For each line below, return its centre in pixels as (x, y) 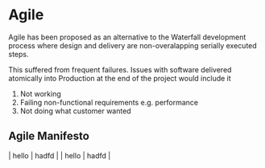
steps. (19, 54)
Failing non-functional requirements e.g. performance (109, 102)
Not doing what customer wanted (75, 111)
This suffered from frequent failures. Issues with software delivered (120, 69)
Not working (41, 93)
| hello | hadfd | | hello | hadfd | (60, 155)
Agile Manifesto (49, 136)
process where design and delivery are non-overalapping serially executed (133, 45)
